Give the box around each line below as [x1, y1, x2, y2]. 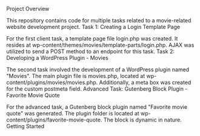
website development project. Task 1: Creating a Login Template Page [6, 24, 181, 30]
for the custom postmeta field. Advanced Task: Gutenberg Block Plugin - [6, 85, 188, 92]
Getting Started [6, 123, 45, 129]
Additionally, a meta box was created [99, 79, 192, 86]
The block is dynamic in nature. [103, 116, 182, 123]
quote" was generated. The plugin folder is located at [6, 110, 139, 117]
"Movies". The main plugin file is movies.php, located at [6, 73, 145, 79]
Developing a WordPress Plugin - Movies [6, 54, 108, 61]
